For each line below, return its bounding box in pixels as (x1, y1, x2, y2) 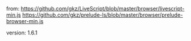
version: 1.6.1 (6, 29, 38, 36)
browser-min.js (6, 18, 44, 24)
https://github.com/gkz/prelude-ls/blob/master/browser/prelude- (22, 11, 183, 18)
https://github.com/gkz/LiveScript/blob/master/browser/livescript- (20, 5, 185, 12)
